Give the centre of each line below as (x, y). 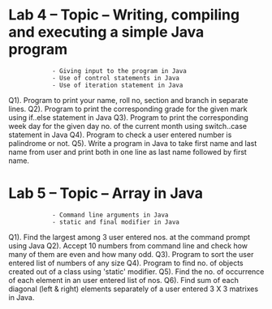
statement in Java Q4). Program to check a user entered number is (120, 135)
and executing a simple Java (106, 32)
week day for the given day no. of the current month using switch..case (128, 126)
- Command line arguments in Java (110, 215)
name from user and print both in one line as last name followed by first (128, 152)
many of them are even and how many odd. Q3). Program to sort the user (131, 254)
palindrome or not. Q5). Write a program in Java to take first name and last (133, 143)
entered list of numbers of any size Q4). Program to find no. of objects (126, 263)
